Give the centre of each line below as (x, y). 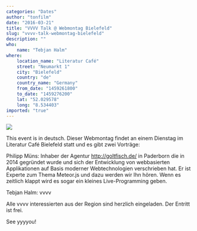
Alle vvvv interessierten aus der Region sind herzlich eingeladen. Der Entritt (98, 204)
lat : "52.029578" (38, 99)
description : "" (26, 39)
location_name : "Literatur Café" (58, 61)
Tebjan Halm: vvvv (29, 193)
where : (14, 56)
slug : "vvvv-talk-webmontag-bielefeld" (55, 34)
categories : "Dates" (32, 12)
